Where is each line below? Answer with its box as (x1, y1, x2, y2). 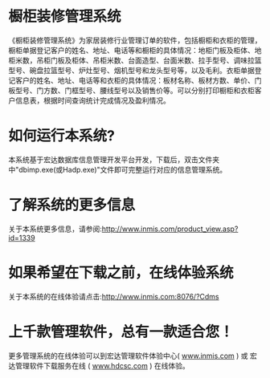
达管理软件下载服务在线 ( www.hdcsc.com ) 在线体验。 (8, 360, 190, 370)
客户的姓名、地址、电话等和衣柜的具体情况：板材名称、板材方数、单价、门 (14, 75, 262, 85)
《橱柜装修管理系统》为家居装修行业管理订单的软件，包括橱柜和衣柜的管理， (8, 35, 262, 45)
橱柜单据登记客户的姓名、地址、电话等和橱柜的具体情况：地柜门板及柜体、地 (8, 45, 262, 55)
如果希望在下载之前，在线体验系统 (8, 264, 235, 282)
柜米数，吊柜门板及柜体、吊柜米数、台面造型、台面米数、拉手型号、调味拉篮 (8, 55, 262, 65)
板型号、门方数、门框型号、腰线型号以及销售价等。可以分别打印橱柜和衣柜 (8, 85, 255, 95)
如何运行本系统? (8, 127, 115, 145)
